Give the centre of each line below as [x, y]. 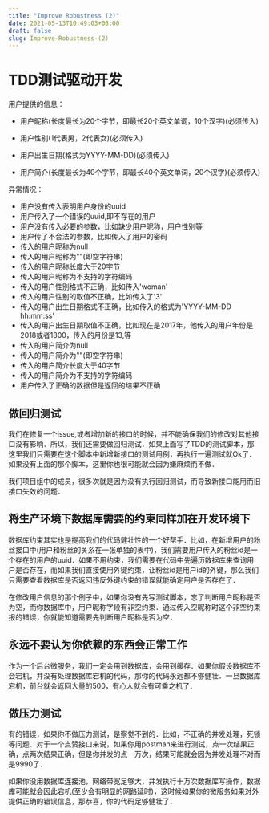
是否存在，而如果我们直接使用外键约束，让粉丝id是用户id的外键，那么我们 [137, 570]
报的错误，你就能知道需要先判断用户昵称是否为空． [92, 617]
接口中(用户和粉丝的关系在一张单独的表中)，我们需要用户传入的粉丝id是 [133, 550]
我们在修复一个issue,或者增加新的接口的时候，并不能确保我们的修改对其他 [130, 434]
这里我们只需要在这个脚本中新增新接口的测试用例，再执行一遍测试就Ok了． [132, 454]
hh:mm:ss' [37, 316]
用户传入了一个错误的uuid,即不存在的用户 [88, 217]
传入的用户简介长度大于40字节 [70, 365]
